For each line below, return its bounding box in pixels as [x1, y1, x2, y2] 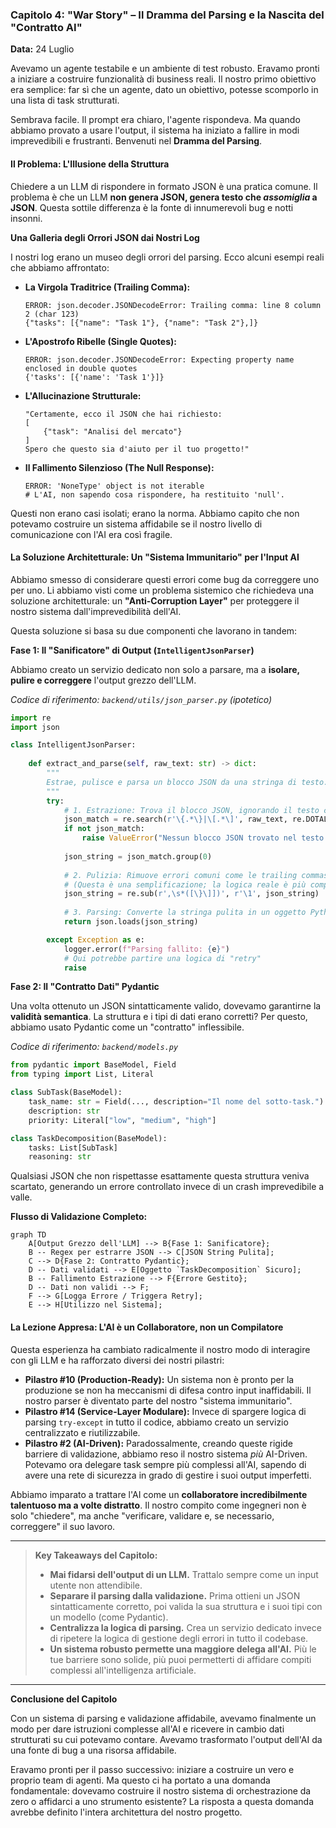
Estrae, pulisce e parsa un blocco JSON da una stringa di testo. [46, 777, 329, 787]
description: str [28, 1106, 101, 1116]
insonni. [10, 212, 43, 224]
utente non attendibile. [49, 1579, 143, 1591]
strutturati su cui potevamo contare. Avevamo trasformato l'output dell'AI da [10, 1733, 323, 1745]
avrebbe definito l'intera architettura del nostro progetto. [10, 1806, 243, 1818]
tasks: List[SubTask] [28, 1143, 118, 1153]
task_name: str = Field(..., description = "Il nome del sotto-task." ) [28, 1097, 325, 1107]
